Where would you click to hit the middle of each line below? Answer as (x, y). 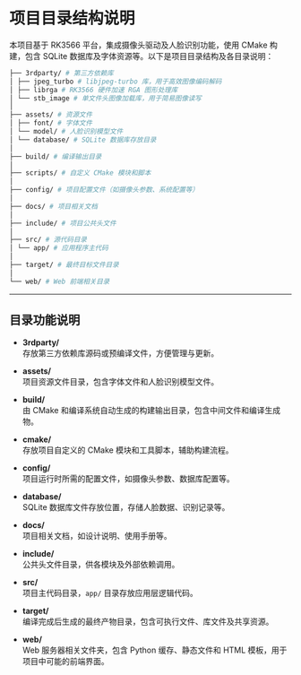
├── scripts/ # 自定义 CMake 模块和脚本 (80, 173)
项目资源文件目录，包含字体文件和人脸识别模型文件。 (120, 381)
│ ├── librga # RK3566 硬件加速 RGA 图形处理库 (94, 90)
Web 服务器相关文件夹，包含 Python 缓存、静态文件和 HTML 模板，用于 (155, 650)
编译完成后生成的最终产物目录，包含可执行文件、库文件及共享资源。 (148, 621)
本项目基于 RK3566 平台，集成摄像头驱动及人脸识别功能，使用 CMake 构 (143, 45)
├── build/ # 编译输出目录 (56, 156)
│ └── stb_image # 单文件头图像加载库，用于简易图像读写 (105, 98)
